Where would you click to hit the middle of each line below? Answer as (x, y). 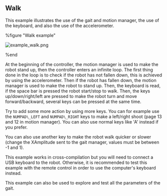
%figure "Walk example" (30, 35)
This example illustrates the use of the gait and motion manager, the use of (82, 20)
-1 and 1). (14, 147)
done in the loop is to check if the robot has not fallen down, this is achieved (84, 75)
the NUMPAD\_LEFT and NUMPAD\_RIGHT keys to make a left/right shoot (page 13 (83, 116)
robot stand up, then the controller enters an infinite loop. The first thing (79, 69)
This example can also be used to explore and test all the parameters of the (83, 182)
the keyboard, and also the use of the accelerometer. (59, 25)
